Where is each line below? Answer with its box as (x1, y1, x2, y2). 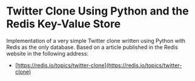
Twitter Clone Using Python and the (6, 4, 189, 18)
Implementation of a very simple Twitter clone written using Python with (6, 37, 186, 44)
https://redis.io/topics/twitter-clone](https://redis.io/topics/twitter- (17, 62, 182, 69)
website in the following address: (6, 50, 89, 57)
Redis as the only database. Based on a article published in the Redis (6, 44, 179, 51)
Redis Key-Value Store (6, 17, 121, 31)
